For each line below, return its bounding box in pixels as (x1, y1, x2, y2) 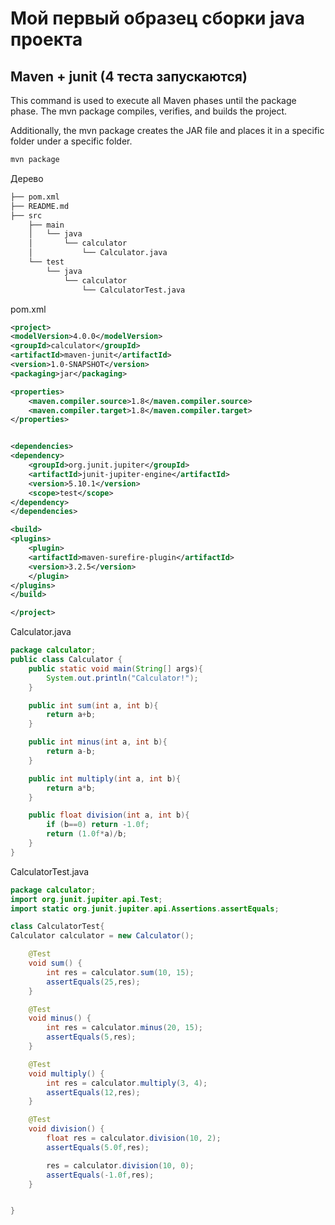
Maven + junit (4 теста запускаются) (10, 68, 248, 85)
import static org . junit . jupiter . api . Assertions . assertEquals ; (10, 903, 280, 914)
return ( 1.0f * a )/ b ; (46, 829, 128, 839)
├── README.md (10, 201, 70, 211)
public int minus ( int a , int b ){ (28, 737, 168, 747)
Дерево (10, 172, 44, 184)
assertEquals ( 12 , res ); (46, 1087, 141, 1097)
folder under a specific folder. (10, 135, 133, 147)
